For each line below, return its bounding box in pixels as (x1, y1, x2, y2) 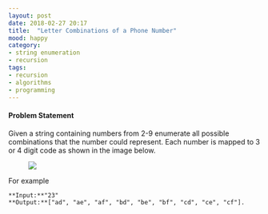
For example (8, 176, 50, 185)
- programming (8, 85, 56, 94)
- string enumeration (8, 49, 81, 57)
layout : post (8, 11, 52, 20)
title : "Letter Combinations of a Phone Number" (8, 26, 178, 34)
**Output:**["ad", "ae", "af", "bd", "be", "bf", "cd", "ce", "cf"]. (8, 198, 246, 206)
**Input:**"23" (8, 191, 59, 200)
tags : (8, 64, 26, 72)
